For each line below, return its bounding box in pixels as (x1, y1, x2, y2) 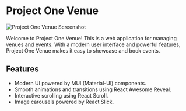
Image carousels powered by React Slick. (14, 98, 114, 105)
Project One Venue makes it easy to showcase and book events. (6, 47, 160, 54)
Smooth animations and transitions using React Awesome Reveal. (14, 86, 172, 93)
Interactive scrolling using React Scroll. (14, 92, 108, 99)
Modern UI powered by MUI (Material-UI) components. (14, 79, 147, 86)
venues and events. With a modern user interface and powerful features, (6, 41, 181, 48)
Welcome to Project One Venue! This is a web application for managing (6, 34, 177, 41)
